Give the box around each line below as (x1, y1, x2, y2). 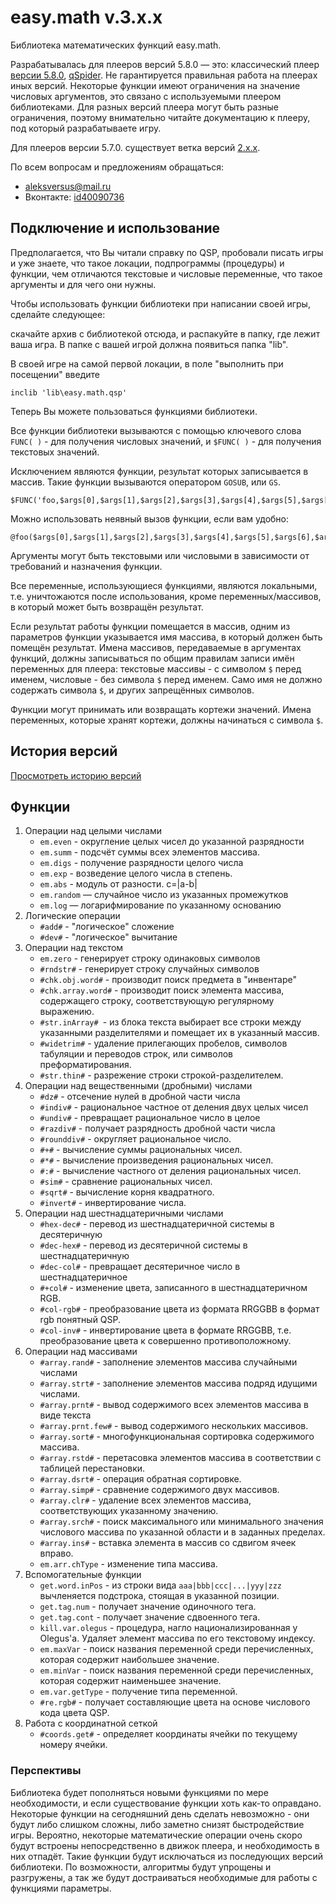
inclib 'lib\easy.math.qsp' (10, 387, 128, 398)
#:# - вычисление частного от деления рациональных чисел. (39, 1165, 302, 1177)
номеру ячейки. (39, 1739, 108, 1751)
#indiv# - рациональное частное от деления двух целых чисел (39, 1101, 309, 1113)
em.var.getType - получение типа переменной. (39, 1686, 238, 1698)
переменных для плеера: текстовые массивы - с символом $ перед (10, 662, 302, 675)
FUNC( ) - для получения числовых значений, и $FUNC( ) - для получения (10, 435, 322, 447)
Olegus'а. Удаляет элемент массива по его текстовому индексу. (39, 1632, 316, 1645)
